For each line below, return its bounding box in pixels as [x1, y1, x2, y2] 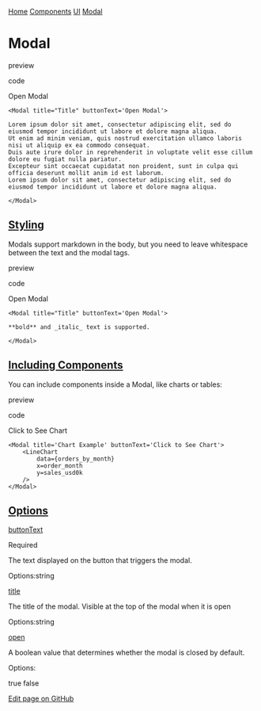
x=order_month [36, 461, 83, 470]
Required [8, 541, 38, 550]
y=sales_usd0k [36, 468, 83, 476]
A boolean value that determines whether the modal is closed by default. [8, 648, 245, 657]
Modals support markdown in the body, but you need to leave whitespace [8, 239, 248, 249]
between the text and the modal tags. [8, 247, 130, 257]
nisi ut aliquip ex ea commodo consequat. [8, 141, 150, 149]
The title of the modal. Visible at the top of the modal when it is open [8, 602, 231, 611]
